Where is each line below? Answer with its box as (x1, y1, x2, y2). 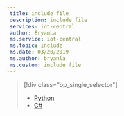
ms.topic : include (9, 42, 63, 49)
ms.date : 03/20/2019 (9, 49, 69, 56)
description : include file (9, 17, 88, 23)
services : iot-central (9, 23, 76, 30)
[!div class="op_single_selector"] (23, 80, 118, 88)
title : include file (9, 10, 69, 17)
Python (33, 94, 55, 102)
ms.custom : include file (9, 61, 81, 68)
